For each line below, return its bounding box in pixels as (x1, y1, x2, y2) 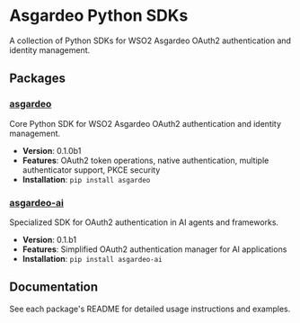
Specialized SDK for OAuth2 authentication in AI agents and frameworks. (9, 217, 279, 228)
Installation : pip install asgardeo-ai (22, 253, 163, 264)
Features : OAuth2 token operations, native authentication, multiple (22, 155, 269, 166)
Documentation (9, 280, 99, 295)
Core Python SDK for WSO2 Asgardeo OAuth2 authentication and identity (9, 118, 281, 129)
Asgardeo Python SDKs (9, 5, 189, 26)
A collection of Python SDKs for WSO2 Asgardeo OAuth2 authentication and (9, 35, 292, 46)
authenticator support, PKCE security (22, 164, 161, 175)
